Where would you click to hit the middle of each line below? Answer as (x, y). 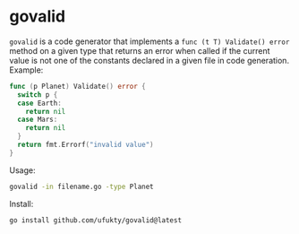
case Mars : (38, 120)
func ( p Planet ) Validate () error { (77, 86)
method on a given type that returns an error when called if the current (140, 50)
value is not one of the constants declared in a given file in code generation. (149, 60)
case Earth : (40, 103)
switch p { (38, 95)
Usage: (22, 170)
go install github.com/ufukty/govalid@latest (95, 220)
